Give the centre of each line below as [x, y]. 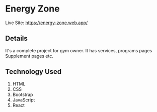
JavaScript [24, 100]
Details [16, 38]
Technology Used [33, 72]
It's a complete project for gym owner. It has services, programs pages [79, 50]
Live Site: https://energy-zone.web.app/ [47, 23]
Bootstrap [23, 94]
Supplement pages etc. [29, 56]
